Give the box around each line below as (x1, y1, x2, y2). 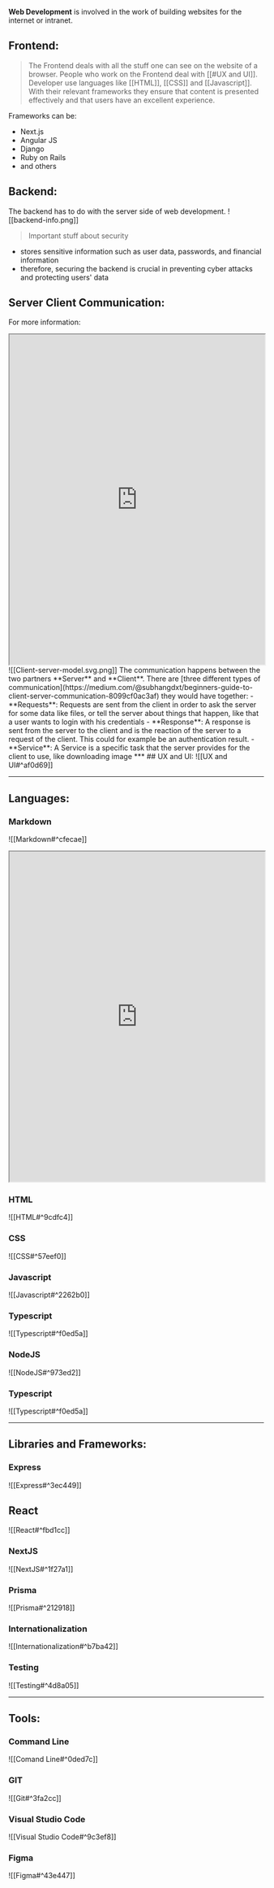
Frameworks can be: (8, 111, 77, 120)
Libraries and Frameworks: (8, 1438, 148, 1452)
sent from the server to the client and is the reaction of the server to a (8, 726, 242, 736)
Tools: (8, 1711, 41, 1725)
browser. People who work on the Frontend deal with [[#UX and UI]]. (28, 69, 258, 79)
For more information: (8, 317, 81, 328)
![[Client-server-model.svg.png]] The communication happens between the (8, 666, 261, 675)
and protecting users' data (19, 272, 109, 282)
